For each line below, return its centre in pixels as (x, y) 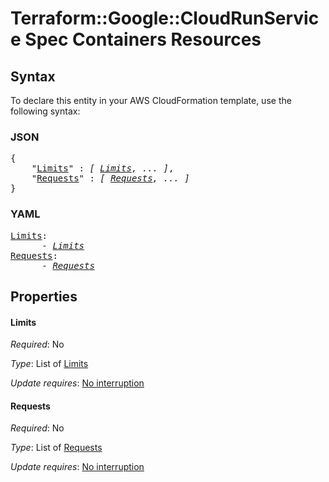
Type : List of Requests (56, 448)
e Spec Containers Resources (136, 39)
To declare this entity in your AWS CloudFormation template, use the (151, 100)
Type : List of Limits (49, 364)
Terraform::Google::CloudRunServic (165, 18)
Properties (44, 296)
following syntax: (45, 111)
